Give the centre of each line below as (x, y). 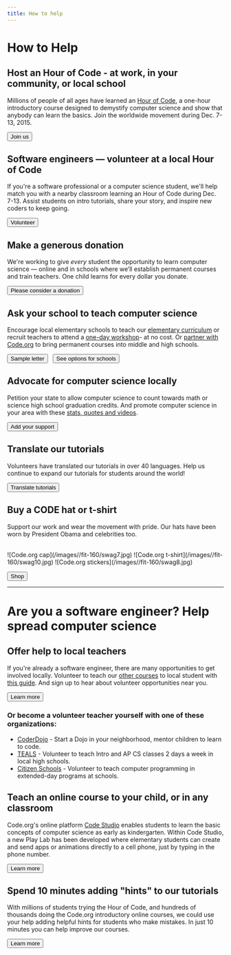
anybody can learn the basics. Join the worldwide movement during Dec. (111, 115)
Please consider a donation (45, 291)
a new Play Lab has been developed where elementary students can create (114, 839)
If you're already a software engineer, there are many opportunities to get (111, 668)
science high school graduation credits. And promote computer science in (112, 405)
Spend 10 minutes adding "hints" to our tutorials (113, 891)
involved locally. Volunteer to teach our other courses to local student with (112, 675)
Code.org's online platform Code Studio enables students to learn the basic (114, 825)
